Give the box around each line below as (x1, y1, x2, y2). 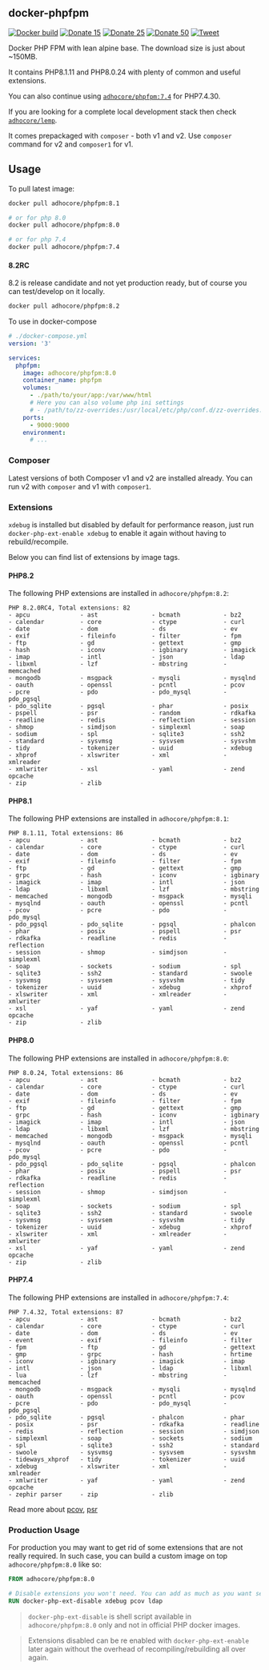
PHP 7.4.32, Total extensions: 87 (8, 1308, 124, 1316)
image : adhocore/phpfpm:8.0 (22, 368, 116, 377)
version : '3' (8, 340, 52, 348)
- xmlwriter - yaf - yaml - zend (8, 1476, 246, 1484)
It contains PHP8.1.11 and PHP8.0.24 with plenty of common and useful (8, 67, 241, 77)
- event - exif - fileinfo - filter (8, 1336, 252, 1344)
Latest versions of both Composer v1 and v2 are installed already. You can (8, 473, 254, 483)
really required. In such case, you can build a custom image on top (8, 1551, 228, 1561)
